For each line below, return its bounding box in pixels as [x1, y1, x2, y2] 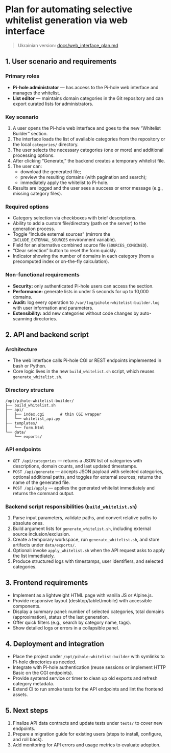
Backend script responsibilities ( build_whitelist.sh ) [5, 503, 137, 510]
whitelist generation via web [5, 14, 128, 26]
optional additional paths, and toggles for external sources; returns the [12, 474, 161, 480]
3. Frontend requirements [5, 578, 88, 587]
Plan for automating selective [5, 4, 133, 15]
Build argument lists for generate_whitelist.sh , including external [12, 525, 151, 532]
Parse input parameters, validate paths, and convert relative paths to [12, 515, 157, 521]
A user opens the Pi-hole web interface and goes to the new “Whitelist [12, 125, 161, 131]
